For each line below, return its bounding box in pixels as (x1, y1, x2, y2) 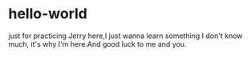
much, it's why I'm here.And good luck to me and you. (8, 39, 187, 48)
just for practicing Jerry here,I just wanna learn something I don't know (8, 31, 243, 40)
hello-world (8, 5, 88, 23)
